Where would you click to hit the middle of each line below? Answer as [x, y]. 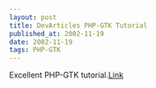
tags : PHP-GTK [35, 50]
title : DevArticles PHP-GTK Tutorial [78, 26]
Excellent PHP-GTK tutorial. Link [67, 75]
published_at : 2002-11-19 [56, 33]
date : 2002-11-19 [41, 42]
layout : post [33, 17]
